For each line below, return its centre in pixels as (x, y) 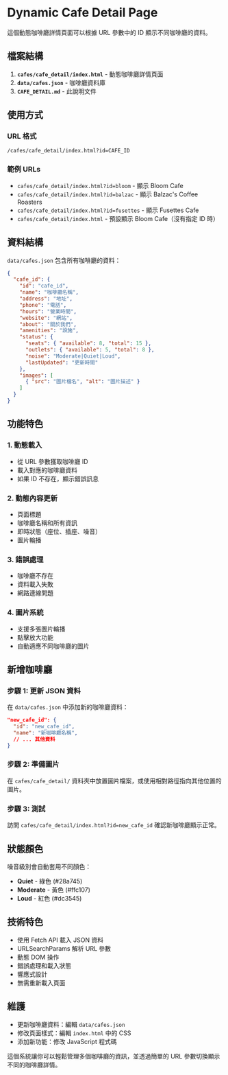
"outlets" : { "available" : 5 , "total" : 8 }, (90, 350)
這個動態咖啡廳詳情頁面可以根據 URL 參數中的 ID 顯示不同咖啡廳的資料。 (109, 32)
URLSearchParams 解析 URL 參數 (64, 948)
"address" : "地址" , (46, 299)
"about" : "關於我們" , (48, 324)
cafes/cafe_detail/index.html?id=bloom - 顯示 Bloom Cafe (100, 185)
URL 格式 (22, 137)
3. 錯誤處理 (25, 559)
